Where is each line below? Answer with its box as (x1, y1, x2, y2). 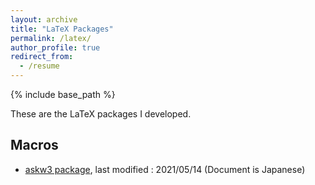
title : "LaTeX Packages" (10, 24, 114, 34)
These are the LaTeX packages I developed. (10, 108, 192, 120)
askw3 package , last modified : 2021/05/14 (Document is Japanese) (24, 163, 306, 175)
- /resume (19, 61, 60, 71)
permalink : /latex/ (10, 33, 92, 43)
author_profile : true (10, 42, 101, 53)
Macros (10, 137, 59, 154)
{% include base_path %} (10, 89, 116, 100)
